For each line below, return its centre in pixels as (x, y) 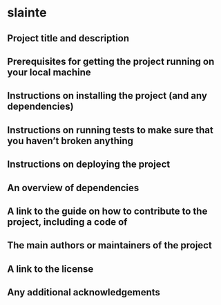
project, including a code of (67, 222)
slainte (27, 13)
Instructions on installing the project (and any (107, 96)
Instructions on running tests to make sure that (110, 130)
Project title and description (68, 38)
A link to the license (50, 269)
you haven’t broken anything (70, 140)
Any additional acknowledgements (84, 292)
